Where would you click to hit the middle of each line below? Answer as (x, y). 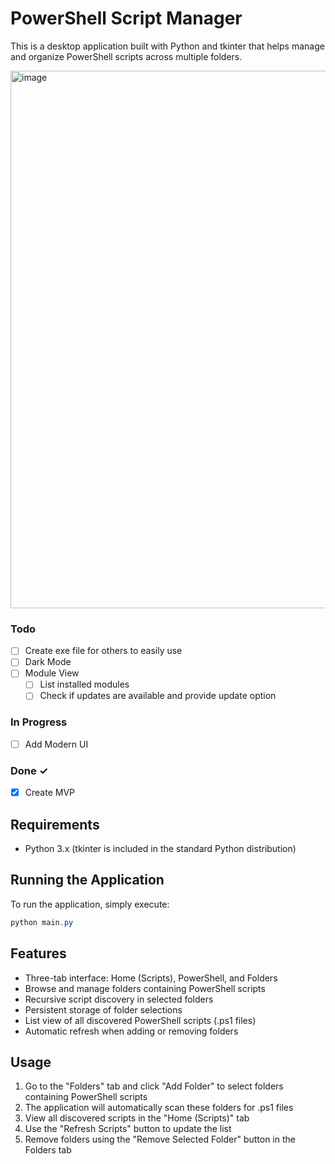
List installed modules (84, 684)
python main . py (42, 922)
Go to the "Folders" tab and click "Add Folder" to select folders (154, 1086)
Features (38, 953)
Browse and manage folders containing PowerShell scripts (145, 988)
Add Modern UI (56, 744)
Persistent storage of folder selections (103, 1009)
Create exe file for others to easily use (103, 651)
